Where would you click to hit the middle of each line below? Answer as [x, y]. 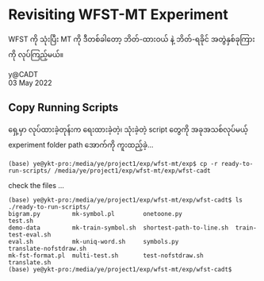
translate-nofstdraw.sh [48, 248]
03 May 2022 [30, 83]
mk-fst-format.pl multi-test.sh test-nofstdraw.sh [106, 256]
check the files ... [36, 185]
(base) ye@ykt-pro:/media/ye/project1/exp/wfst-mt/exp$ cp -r [113, 164]
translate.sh [30, 262]
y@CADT [23, 74]
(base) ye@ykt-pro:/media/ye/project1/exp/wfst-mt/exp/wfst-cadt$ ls [126, 200]
